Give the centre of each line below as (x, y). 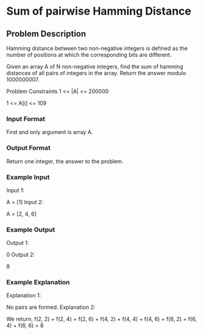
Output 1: (18, 243)
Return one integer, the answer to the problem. (65, 161)
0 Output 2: (21, 255)
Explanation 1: (24, 295)
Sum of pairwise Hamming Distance (99, 11)
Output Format (28, 148)
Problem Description (46, 34)
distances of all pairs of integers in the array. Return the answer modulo (96, 73)
